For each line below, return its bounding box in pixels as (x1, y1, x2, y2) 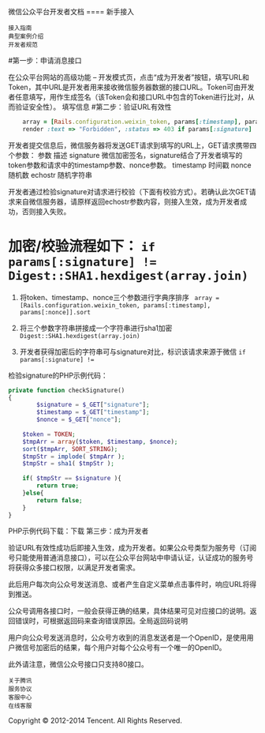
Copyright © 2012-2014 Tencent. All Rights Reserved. (8, 716, 183, 725)
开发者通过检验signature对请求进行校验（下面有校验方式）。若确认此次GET (8, 186, 250, 196)
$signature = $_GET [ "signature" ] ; (36, 401, 150, 409)
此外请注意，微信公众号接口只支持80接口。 (8, 660, 148, 669)
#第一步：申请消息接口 (8, 56, 82, 65)
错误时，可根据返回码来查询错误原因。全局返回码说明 (14, 616, 188, 626)
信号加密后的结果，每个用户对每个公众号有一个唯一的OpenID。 (21, 643, 226, 652)
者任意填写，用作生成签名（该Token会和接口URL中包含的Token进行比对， (8, 92, 248, 101)
